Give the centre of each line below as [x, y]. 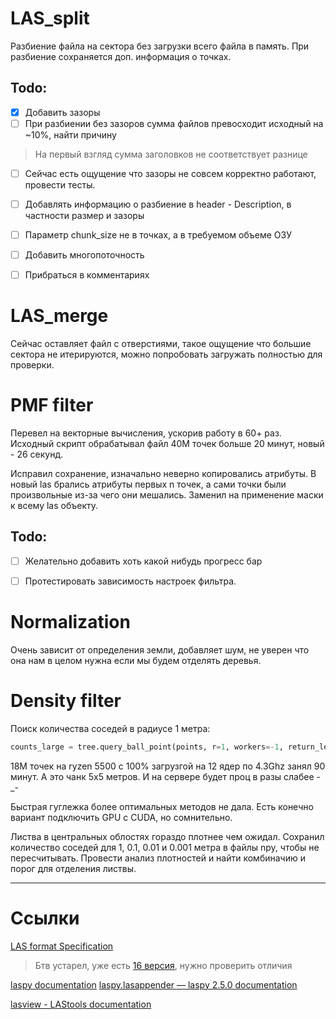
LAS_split [50, 18]
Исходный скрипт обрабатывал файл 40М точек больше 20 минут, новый [167, 444]
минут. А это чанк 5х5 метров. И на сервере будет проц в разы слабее [162, 776]
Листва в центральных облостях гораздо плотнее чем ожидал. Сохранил [167, 836]
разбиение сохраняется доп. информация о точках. [121, 56]
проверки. [32, 365]
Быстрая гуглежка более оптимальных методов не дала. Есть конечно [162, 806]
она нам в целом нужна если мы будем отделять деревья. [136, 660]
